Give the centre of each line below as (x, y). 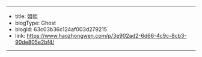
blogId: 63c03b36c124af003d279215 (61, 29)
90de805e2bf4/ (35, 42)
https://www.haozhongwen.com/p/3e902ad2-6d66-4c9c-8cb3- (107, 36)
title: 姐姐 (26, 16)
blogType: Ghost (35, 23)
